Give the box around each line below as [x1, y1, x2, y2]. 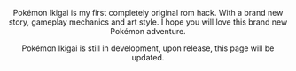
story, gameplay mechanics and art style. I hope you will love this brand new [8, 17, 288, 27]
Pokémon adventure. [109, 26, 187, 36]
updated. [131, 53, 165, 62]
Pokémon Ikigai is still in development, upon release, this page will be [21, 43, 275, 53]
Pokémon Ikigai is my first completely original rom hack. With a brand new [12, 8, 284, 18]
